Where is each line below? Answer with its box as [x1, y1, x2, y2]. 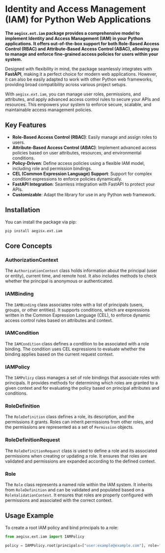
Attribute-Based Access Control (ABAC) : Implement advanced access [12, 144, 157, 151]
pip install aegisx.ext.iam [5, 228, 63, 233]
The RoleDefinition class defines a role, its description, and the [5, 414, 135, 420]
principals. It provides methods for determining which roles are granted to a [5, 380, 158, 386]
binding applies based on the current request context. [5, 351, 114, 357]
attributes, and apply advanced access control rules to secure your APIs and [5, 96, 160, 102]
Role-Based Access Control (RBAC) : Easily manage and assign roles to [12, 134, 157, 140]
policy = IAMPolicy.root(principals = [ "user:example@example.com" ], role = [5, 543, 160, 548]
